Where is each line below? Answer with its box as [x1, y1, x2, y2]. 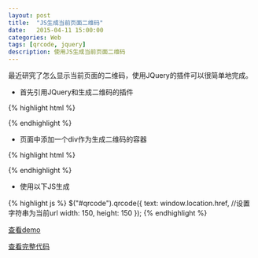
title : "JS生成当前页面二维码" [8, 19, 104, 27]
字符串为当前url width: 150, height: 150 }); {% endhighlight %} [8, 208, 208, 217]
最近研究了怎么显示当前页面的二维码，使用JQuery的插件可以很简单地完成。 [8, 71, 253, 79]
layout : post [8, 11, 51, 20]
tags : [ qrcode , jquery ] [8, 41, 87, 49]
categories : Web [8, 33, 61, 42]
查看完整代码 [8, 241, 50, 251]
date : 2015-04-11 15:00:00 [8, 26, 104, 34]
